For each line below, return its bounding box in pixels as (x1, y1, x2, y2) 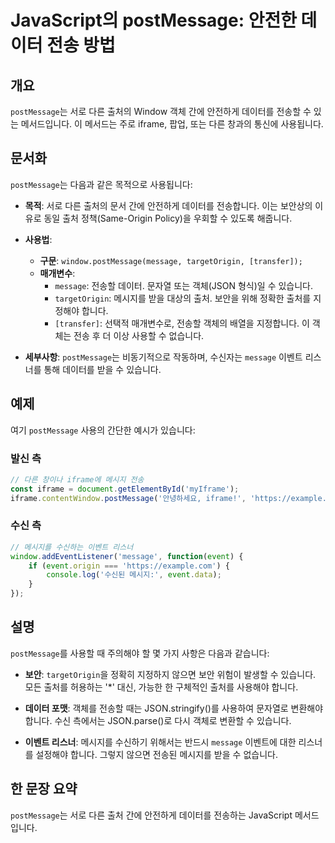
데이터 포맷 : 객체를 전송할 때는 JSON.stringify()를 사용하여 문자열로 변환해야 (24, 702, 324, 714)
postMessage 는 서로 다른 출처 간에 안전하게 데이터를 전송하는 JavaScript (10, 809, 293, 821)
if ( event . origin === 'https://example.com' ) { (28, 561, 230, 571)
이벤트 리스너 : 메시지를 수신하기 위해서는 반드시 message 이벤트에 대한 (24, 736, 297, 748)
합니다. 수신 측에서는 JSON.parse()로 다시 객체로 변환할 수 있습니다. (24, 714, 292, 726)
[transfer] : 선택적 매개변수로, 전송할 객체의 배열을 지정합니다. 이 (54, 317, 310, 329)
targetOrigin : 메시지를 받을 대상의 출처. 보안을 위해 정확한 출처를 (54, 292, 312, 304)
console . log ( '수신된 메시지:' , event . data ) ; (46, 570, 222, 580)
